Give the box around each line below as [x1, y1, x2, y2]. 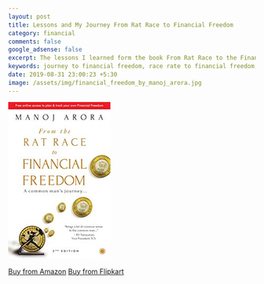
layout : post [8, 13, 51, 20]
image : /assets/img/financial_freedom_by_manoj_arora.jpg [8, 78, 202, 86]
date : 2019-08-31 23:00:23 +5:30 [8, 71, 118, 78]
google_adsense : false [8, 46, 82, 54]
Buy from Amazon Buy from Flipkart [8, 267, 124, 276]
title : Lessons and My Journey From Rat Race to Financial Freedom [8, 20, 234, 29]
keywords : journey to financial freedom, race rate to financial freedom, [8, 63, 258, 71]
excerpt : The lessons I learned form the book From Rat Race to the [8, 54, 237, 62]
